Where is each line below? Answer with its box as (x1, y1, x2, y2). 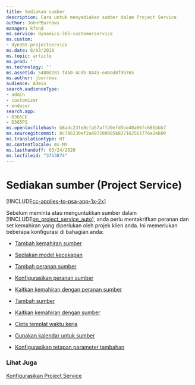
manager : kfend (6, 25, 44, 32)
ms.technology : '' (6, 64, 52, 70)
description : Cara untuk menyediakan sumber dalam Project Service (6, 14, 177, 20)
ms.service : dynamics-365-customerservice (6, 31, 113, 37)
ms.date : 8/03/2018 (6, 48, 55, 54)
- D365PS (6, 120, 28, 126)
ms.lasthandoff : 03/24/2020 (6, 147, 76, 153)
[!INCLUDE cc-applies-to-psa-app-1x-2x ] (6, 198, 106, 205)
